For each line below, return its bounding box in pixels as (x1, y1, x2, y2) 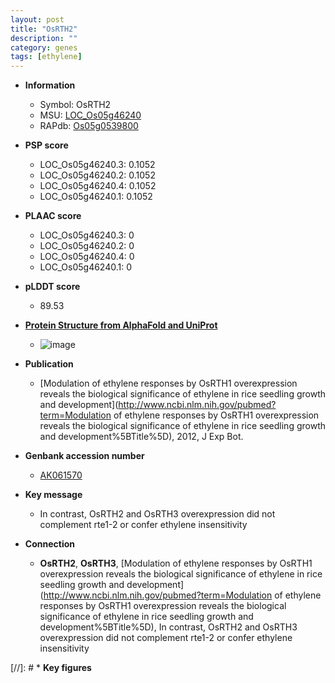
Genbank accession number (24, 450, 145, 462)
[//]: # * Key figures (10, 662, 92, 674)
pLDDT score (24, 281, 81, 293)
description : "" (10, 33, 78, 43)
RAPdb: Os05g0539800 (39, 120, 139, 132)
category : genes (10, 42, 78, 53)
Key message (24, 489, 83, 501)
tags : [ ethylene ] (10, 52, 83, 62)
